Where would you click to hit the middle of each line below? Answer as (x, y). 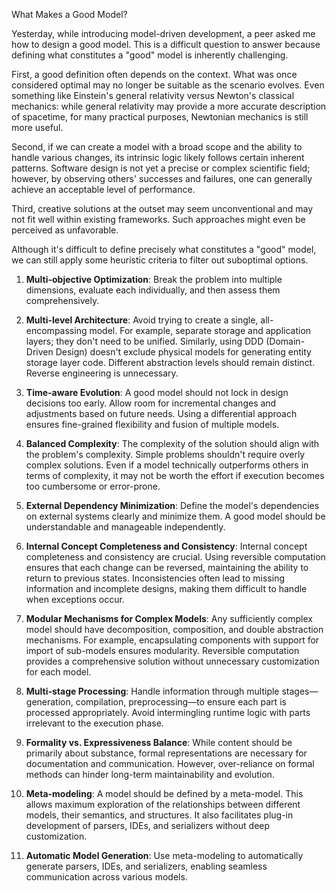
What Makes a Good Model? (69, 14)
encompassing (56, 330)
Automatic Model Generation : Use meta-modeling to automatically (164, 855)
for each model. (58, 672)
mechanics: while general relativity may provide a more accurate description (169, 106)
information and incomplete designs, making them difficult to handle (166, 588)
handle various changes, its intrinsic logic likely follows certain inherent (158, 157)
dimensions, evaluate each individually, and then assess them (153, 290)
